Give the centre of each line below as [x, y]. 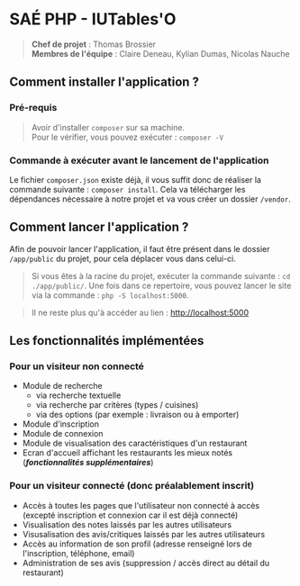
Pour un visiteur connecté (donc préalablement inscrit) [132, 486]
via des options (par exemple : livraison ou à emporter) [137, 415]
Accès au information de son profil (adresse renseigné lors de [137, 544]
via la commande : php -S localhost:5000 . [110, 295]
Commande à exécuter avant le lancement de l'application [139, 160]
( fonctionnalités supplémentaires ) [88, 463]
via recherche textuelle [78, 395]
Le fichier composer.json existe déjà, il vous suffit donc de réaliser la [135, 179]
